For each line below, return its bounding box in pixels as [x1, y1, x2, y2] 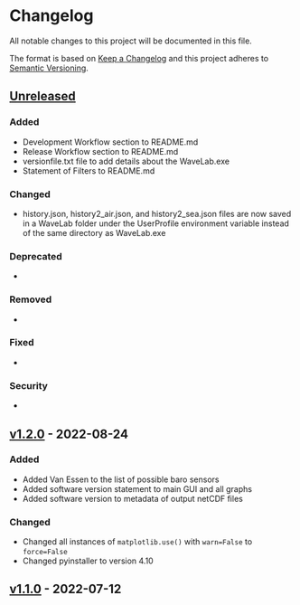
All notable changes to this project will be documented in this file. [9, 35, 253, 46]
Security [9, 379, 48, 392]
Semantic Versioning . [9, 62, 89, 73]
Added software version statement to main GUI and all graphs [22, 483, 253, 494]
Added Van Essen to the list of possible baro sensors [22, 474, 220, 485]
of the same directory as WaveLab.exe [22, 227, 166, 238]
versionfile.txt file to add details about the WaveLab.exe [22, 156, 230, 166]
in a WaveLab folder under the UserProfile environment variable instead [22, 218, 289, 229]
